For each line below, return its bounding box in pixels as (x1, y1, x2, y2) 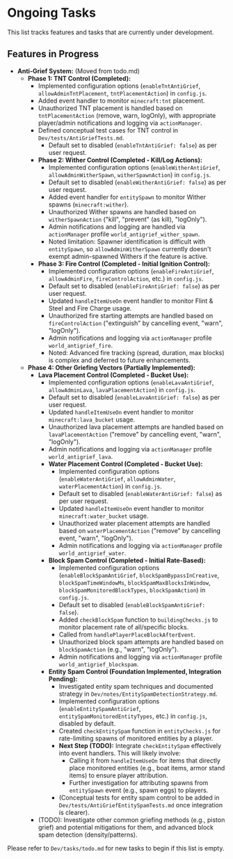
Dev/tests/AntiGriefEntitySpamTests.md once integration (58, 800, 223, 809)
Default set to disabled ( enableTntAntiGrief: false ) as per (48, 141, 217, 149)
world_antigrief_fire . (48, 341, 113, 350)
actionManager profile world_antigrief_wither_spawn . (48, 230, 200, 238)
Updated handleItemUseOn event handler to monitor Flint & (48, 297, 214, 305)
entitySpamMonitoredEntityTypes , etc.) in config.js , (58, 712, 207, 720)
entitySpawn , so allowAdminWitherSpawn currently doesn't (48, 244, 211, 253)
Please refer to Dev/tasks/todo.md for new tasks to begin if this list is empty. (7, 844, 225, 852)
